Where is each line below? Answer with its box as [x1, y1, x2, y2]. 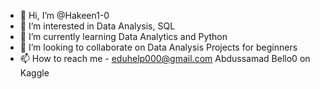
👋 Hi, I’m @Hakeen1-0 [19, 10, 110, 21]
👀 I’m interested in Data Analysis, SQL [19, 20, 176, 32]
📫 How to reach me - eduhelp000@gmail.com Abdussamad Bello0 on [19, 53, 311, 64]
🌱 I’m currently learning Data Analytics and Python [19, 31, 228, 42]
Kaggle [19, 67, 50, 79]
